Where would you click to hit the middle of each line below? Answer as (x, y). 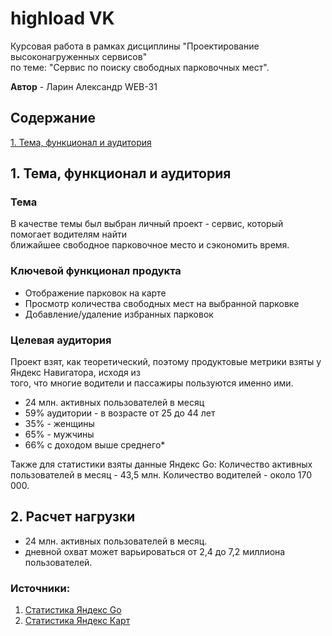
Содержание (53, 118)
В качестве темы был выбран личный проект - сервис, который (147, 224)
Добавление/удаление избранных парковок (119, 314)
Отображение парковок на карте (95, 293)
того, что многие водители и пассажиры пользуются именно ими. (152, 383)
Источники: (40, 588)
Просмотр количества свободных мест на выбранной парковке (162, 303)
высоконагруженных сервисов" (79, 56)
